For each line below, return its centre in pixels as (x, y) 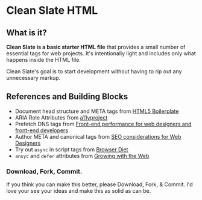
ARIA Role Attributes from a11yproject (61, 117)
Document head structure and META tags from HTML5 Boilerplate (97, 111)
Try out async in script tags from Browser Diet (71, 149)
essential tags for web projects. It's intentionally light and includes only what (101, 53)
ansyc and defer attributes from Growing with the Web (82, 156)
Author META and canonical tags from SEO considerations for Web (98, 136)
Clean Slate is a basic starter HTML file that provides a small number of (96, 47)
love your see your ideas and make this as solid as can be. (79, 191)
